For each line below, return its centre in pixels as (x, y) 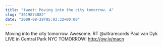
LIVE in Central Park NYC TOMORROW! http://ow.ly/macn (65, 39)
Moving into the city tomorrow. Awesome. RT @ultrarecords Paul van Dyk (82, 34)
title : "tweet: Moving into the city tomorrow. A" (60, 10)
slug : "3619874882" (26, 15)
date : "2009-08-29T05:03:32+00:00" (43, 19)
